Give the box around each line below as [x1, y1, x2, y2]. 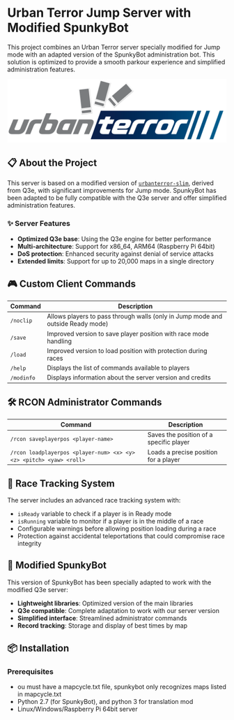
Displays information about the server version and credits [47, 373, 211, 382]
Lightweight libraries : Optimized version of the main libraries [17, 599, 194, 607]
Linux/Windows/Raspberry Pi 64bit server [17, 705, 138, 714]
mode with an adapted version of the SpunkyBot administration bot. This [7, 50, 215, 59]
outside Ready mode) [47, 319, 109, 328]
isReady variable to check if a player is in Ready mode [17, 509, 172, 518]
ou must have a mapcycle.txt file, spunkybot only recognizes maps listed [17, 683, 226, 691]
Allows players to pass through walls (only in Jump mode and [47, 312, 223, 321]
